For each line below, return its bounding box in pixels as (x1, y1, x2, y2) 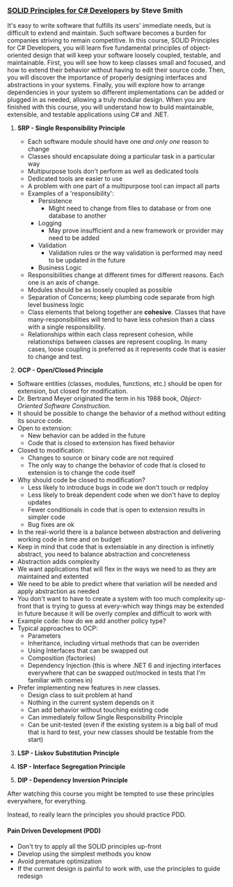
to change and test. (27, 352, 83, 361)
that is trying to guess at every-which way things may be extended (33, 602, 225, 611)
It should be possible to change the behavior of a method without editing (17, 409, 226, 417)
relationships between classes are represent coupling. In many (27, 338, 207, 346)
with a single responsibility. (27, 323, 106, 331)
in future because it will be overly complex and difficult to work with (17, 609, 212, 618)
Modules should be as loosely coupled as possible (27, 285, 172, 295)
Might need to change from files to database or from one (48, 204, 211, 213)
